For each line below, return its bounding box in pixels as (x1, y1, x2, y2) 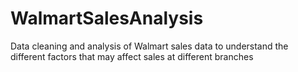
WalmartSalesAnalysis (10, 7, 204, 30)
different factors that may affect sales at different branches (10, 50, 254, 62)
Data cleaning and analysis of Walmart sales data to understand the (10, 40, 289, 52)
